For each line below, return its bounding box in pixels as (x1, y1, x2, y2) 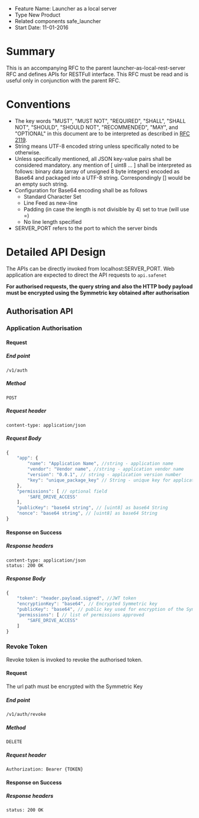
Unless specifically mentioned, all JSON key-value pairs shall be (14, 155, 172, 162)
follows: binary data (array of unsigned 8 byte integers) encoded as (14, 167, 180, 175)
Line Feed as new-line (23, 199, 78, 207)
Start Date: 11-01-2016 (14, 24, 69, 31)
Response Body (6, 575, 46, 582)
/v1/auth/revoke (6, 711, 46, 717)
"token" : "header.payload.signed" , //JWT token (17, 595, 136, 601)
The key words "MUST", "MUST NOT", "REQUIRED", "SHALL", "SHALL (14, 117, 186, 124)
